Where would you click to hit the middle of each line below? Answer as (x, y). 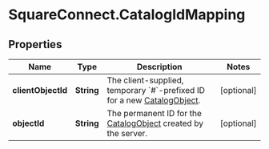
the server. (127, 133)
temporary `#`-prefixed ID (156, 90)
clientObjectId (40, 90)
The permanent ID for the (155, 113)
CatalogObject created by (155, 123)
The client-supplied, (145, 80)
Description (159, 67)
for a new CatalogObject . (154, 100)
